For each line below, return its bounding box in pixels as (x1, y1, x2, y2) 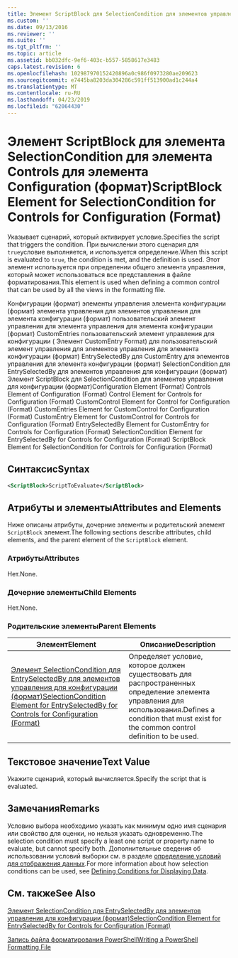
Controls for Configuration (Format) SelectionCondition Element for (7, 427, 203, 436)
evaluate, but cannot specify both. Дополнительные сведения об (7, 844, 201, 853)
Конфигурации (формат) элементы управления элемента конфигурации (7, 299, 227, 308)
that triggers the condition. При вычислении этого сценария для (7, 239, 199, 249)
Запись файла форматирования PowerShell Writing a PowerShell (7, 935, 198, 944)
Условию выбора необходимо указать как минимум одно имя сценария (7, 822, 227, 830)
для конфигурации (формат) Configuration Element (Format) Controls (7, 382, 211, 391)
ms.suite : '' (7, 37, 46, 44)
